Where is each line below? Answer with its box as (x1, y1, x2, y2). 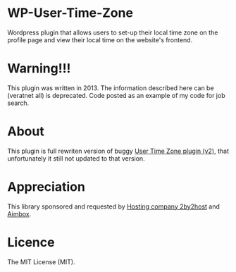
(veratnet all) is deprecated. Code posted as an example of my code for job (7, 91, 225, 99)
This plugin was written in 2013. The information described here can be (7, 83, 214, 92)
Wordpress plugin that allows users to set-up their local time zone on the (7, 28, 218, 37)
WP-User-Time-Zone (7, 5, 134, 21)
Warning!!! (7, 61, 71, 77)
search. (7, 99, 30, 107)
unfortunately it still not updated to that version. (7, 154, 146, 163)
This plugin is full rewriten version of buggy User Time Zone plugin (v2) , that (7, 147, 230, 155)
